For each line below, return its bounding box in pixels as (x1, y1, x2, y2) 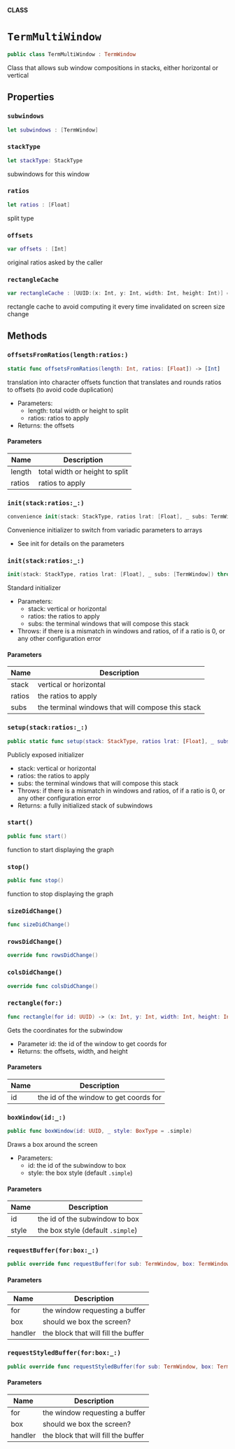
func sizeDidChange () (7, 921, 71, 928)
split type (7, 213, 34, 222)
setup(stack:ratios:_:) (7, 723, 89, 732)
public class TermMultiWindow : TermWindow (7, 50, 136, 58)
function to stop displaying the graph (7, 889, 114, 898)
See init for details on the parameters (17, 539, 124, 548)
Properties (7, 91, 55, 104)
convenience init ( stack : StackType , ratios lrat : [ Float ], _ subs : (7, 514, 208, 521)
